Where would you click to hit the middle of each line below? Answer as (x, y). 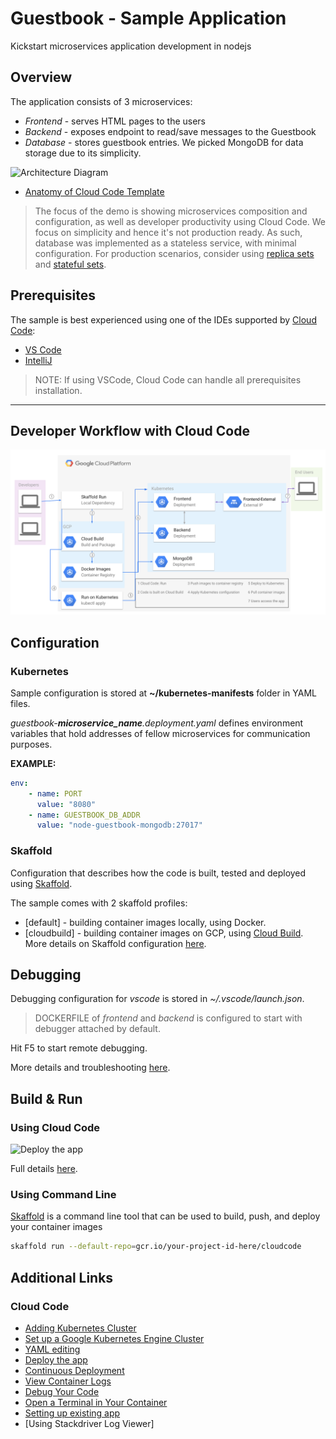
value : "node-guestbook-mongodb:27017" (119, 825)
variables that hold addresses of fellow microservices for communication (160, 733)
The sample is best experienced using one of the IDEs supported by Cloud (163, 319)
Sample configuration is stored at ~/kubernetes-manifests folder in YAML (163, 693)
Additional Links (62, 1277)
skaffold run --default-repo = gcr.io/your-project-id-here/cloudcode (156, 1247)
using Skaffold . (41, 883)
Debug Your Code (62, 1391)
